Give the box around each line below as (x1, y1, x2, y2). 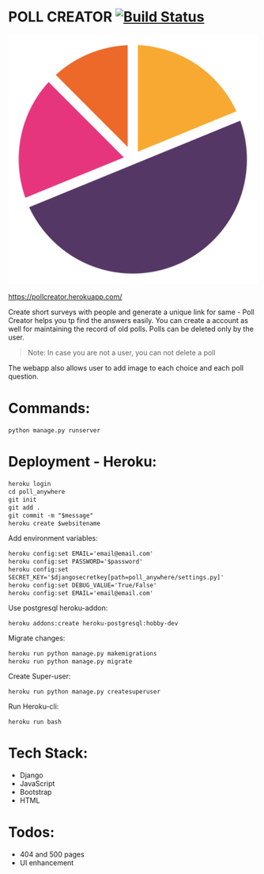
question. (8, 371, 40, 381)
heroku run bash (8, 717, 62, 726)
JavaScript (19, 778, 55, 788)
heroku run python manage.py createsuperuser (8, 687, 160, 696)
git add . (8, 503, 41, 511)
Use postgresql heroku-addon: (8, 602, 108, 613)
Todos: (8, 823, 55, 841)
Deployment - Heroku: (8, 453, 157, 471)
